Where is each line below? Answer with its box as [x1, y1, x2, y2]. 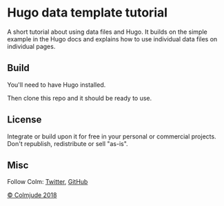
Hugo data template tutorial [7, 5, 167, 21]
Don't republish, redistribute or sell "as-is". [7, 139, 129, 147]
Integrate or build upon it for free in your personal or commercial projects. [7, 132, 216, 141]
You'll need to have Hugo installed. [7, 81, 106, 89]
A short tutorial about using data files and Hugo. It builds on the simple [7, 28, 208, 36]
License [7, 114, 42, 125]
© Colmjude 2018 [7, 191, 57, 199]
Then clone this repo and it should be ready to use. [7, 94, 152, 102]
